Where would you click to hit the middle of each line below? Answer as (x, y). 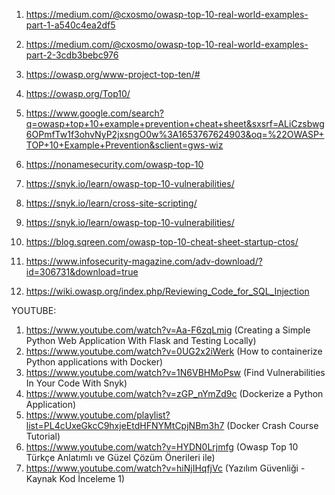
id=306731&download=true (82, 272)
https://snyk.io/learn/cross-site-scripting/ (111, 203)
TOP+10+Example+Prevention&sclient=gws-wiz (124, 145)
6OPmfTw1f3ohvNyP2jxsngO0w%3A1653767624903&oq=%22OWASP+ (175, 134)
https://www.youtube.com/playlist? (98, 415)
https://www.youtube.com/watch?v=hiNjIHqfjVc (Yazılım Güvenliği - (165, 468)
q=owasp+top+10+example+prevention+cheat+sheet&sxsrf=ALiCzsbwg (175, 123)
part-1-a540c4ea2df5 (70, 25)
